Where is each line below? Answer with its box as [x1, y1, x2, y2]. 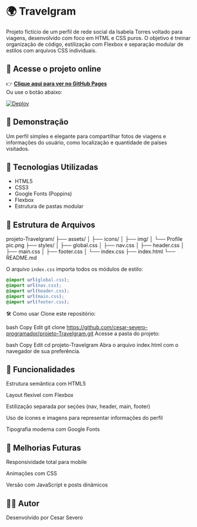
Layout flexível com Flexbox [6, 392, 74, 399]
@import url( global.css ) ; [6, 277, 69, 283]
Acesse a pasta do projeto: [95, 330, 160, 337]
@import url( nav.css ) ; [6, 283, 62, 289]
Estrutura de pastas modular [14, 203, 84, 210]
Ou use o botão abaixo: [6, 88, 63, 95]
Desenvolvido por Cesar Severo [6, 514, 84, 521]
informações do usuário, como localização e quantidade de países [6, 139, 168, 146]
